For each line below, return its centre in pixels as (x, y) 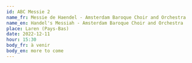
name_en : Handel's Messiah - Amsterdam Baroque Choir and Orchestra (95, 23)
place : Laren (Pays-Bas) (38, 28)
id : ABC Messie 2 (28, 12)
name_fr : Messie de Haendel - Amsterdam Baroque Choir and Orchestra (96, 17)
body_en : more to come (35, 51)
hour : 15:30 (21, 40)
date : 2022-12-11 (28, 34)
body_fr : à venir (28, 46)
